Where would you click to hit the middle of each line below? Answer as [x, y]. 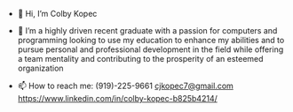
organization [40, 68]
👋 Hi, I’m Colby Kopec [57, 14]
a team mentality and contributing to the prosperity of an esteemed [140, 59]
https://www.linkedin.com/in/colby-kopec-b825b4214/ [117, 98]
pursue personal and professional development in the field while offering [150, 49]
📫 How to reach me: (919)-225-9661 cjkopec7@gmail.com [125, 86]
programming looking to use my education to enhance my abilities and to [151, 40]
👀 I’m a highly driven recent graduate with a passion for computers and [147, 30]
